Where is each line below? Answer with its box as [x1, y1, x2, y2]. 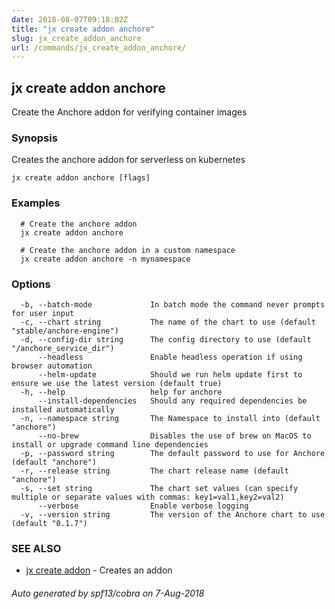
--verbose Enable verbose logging [37, 501, 249, 511]
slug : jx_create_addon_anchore [11, 33, 142, 43]
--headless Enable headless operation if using [37, 352, 303, 362]
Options [11, 277, 51, 291]
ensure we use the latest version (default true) [11, 378, 223, 388]
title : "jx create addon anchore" [11, 24, 156, 34]
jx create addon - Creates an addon [25, 564, 173, 576]
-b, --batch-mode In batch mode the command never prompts [20, 299, 326, 310]
